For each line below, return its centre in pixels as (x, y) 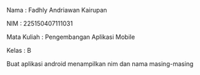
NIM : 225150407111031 (40, 23)
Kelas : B (19, 50)
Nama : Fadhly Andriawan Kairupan (57, 10)
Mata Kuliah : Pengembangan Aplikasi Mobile (71, 37)
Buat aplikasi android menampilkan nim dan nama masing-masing (100, 64)
